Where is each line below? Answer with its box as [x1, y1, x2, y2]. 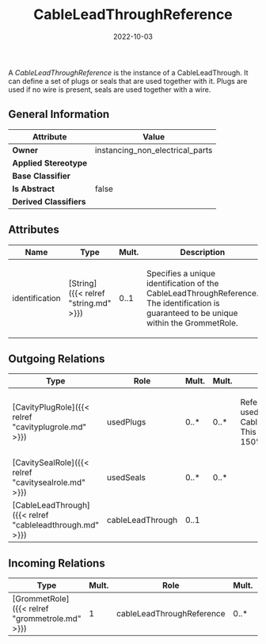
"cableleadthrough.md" [12, 520, 100, 531]
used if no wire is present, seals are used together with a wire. [8, 85, 211, 94]
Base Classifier [12, 170, 71, 181]
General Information [8, 108, 110, 121]
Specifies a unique [146, 268, 216, 279]
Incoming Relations [8, 556, 105, 570]
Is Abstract [12, 183, 55, 194]
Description [180, 246, 226, 257]
